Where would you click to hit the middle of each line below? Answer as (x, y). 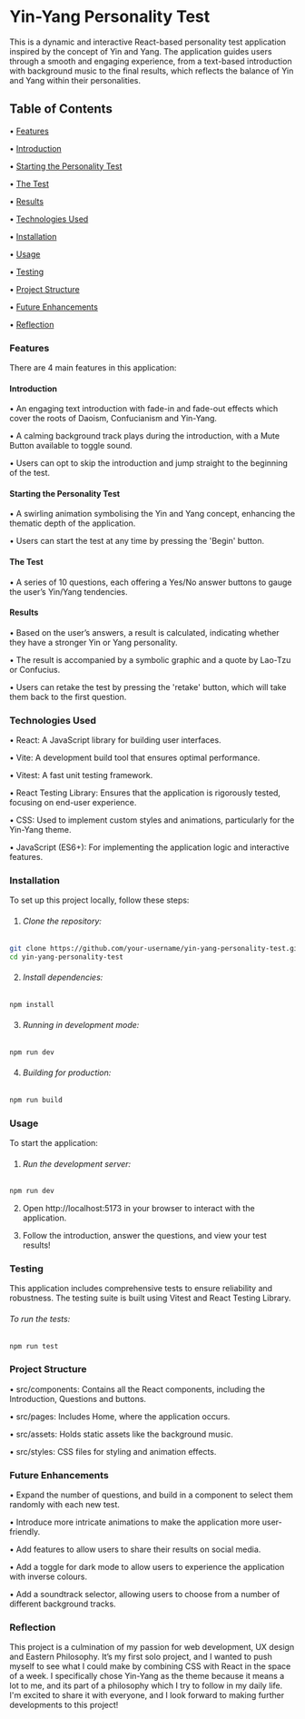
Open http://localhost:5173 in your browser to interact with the (139, 1209)
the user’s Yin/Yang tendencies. (69, 591)
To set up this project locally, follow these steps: (99, 900)
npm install (32, 1004)
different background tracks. (63, 1604)
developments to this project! (64, 1705)
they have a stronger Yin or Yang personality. (93, 642)
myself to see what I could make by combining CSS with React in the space (150, 1666)
